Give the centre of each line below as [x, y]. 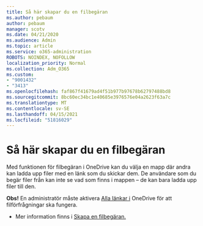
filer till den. [21, 186]
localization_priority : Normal [46, 63]
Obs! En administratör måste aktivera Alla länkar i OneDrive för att [89, 199]
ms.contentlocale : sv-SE [38, 108]
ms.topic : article [30, 46]
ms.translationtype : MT [37, 103]
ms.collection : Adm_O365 [38, 69]
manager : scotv [26, 29]
